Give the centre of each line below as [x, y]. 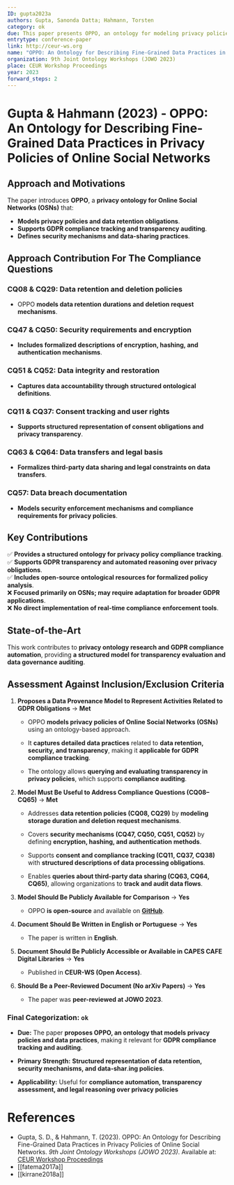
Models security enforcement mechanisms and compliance [105, 508]
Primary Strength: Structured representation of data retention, [109, 1061]
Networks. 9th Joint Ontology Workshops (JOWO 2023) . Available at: [117, 1152]
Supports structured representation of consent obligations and [110, 426]
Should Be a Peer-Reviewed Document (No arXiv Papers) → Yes [111, 986]
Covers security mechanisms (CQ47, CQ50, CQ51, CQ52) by [116, 834]
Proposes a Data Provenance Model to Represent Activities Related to [120, 701]
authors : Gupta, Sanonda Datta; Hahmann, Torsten [81, 20]
